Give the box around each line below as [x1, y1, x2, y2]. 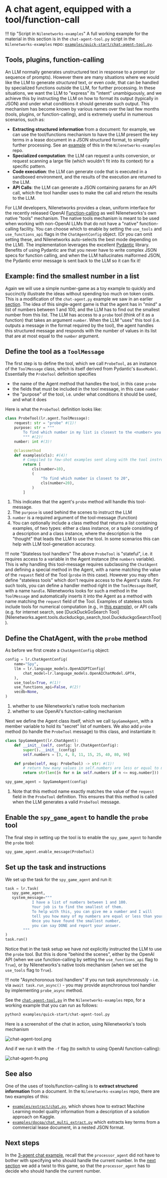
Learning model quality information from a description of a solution [12, 1108, 150, 1114]
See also [5, 1070, 32, 1078]
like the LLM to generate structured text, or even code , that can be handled [5, 79, 159, 85]
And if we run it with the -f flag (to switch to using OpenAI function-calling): [5, 1045, 161, 1051]
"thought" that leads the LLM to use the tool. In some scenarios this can [12, 536, 160, 542]
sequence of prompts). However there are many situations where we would [5, 74, 160, 80]
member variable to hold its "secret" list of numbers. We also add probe [5, 724, 152, 730]
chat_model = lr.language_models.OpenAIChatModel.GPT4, [23, 671, 137, 676]
